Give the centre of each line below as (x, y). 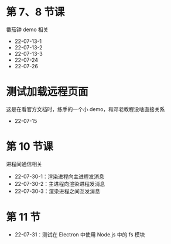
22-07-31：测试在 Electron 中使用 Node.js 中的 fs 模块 (80, 234)
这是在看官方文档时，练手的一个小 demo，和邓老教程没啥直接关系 (85, 109)
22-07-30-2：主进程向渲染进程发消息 (60, 183)
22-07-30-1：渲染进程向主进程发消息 (59, 176)
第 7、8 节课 (35, 12)
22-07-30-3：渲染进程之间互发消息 (57, 191)
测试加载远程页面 (47, 92)
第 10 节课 (30, 147)
